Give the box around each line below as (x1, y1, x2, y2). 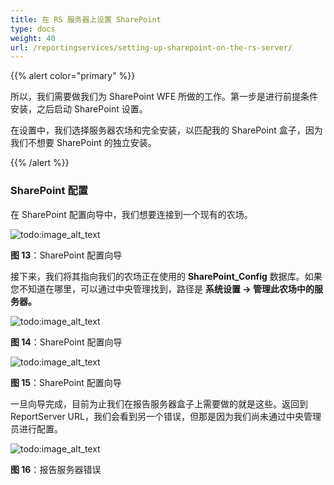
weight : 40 (10, 33, 56, 43)
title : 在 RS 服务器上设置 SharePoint (10, 14, 162, 25)
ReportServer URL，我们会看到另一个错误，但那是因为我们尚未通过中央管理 (10, 410, 322, 422)
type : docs (10, 24, 56, 34)
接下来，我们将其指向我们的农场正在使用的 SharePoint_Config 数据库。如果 (10, 270, 323, 282)
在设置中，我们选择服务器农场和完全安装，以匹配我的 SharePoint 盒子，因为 (10, 124, 323, 136)
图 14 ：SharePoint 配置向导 (10, 336, 123, 348)
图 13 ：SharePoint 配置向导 (10, 249, 123, 261)
